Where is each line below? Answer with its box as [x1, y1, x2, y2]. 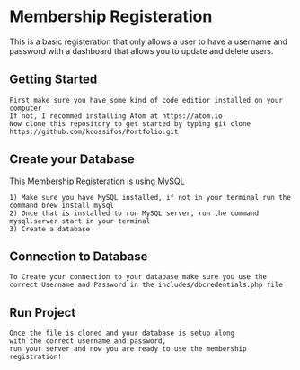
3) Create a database [9, 224, 91, 233]
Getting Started [9, 72, 98, 87]
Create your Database [9, 151, 135, 167]
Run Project [9, 304, 76, 320]
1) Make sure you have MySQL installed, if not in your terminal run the [9, 193, 292, 202]
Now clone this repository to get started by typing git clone [9, 119, 251, 128]
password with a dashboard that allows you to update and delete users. [9, 45, 274, 56]
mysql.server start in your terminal [9, 216, 151, 226]
